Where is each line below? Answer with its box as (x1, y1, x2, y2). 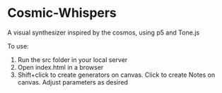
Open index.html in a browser (17, 63, 104, 71)
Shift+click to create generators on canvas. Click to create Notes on (17, 70, 216, 79)
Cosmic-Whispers (7, 5, 117, 21)
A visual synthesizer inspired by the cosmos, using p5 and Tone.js (7, 28, 200, 37)
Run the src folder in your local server (17, 55, 128, 64)
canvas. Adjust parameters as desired (17, 77, 129, 86)
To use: (7, 42, 30, 50)
